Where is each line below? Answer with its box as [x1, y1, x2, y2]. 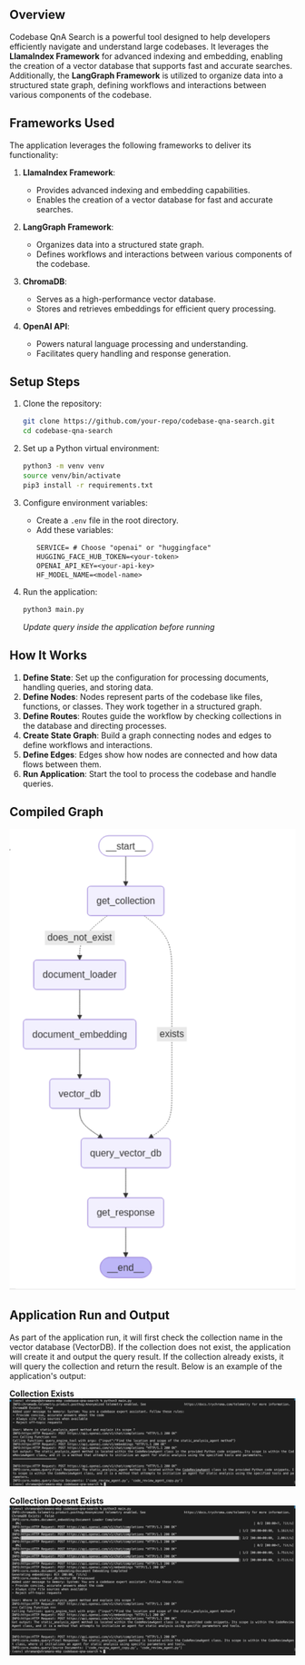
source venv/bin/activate [22, 471, 121, 480]
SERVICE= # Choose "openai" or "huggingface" [35, 543, 212, 552]
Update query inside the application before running [22, 621, 215, 632]
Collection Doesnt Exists [9, 1495, 104, 1506]
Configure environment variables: [22, 497, 148, 507]
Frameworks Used [9, 115, 115, 131]
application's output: [9, 1370, 86, 1381]
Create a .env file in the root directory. [35, 515, 179, 526]
